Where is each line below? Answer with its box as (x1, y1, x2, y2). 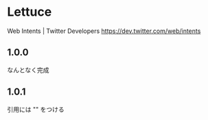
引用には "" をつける (7, 105, 65, 113)
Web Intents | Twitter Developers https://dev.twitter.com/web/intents (7, 27, 201, 35)
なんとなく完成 (7, 66, 49, 74)
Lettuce (7, 4, 52, 20)
